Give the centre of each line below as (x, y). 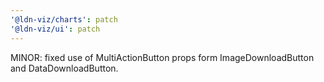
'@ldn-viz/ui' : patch (55, 29)
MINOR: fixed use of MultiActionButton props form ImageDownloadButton (162, 57)
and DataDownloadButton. (64, 68)
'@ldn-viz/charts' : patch (64, 19)
